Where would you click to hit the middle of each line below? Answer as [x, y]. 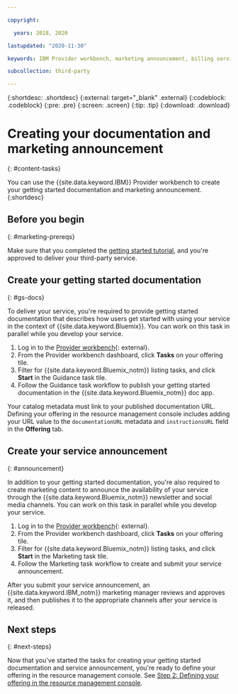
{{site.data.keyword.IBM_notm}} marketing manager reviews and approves [116, 592]
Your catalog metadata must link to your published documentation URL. [112, 406]
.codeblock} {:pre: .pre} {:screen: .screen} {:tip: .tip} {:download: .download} [119, 105]
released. [21, 608]
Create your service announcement [87, 451]
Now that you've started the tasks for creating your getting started [104, 661]
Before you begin [46, 219]
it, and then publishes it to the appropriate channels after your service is [112, 600]
